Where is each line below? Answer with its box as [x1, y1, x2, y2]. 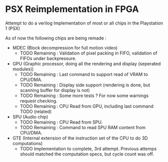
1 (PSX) [5, 25, 21, 31]
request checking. [20, 97, 58, 103]
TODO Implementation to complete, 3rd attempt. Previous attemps [20, 145, 157, 151]
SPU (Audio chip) [12, 113, 49, 119]
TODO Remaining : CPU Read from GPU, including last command [20, 103, 154, 109]
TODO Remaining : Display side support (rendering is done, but [20, 81, 150, 88]
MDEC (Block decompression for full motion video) [12, 44, 118, 50]
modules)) [12, 66, 34, 72]
